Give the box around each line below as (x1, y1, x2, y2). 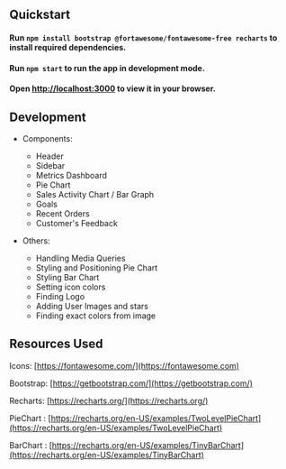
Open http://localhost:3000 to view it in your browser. (9, 83, 216, 94)
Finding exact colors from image (35, 310, 156, 321)
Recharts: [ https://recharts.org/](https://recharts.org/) (9, 395, 209, 406)
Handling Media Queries (35, 253, 126, 263)
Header (35, 151, 65, 161)
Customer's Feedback (35, 217, 119, 228)
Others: (22, 234, 51, 246)
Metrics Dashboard (35, 170, 108, 180)
